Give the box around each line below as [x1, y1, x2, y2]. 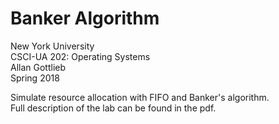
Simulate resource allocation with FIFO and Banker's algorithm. [10, 91, 270, 103]
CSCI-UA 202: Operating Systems [10, 50, 151, 62]
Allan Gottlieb [10, 61, 67, 73]
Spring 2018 [10, 72, 60, 84]
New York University [10, 40, 95, 52]
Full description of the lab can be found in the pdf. [10, 102, 217, 114]
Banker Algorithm [10, 7, 160, 30]
